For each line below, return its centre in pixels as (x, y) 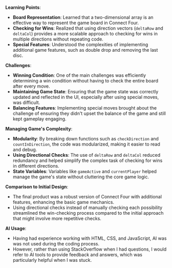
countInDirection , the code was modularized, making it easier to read (86, 144)
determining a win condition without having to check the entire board (85, 81)
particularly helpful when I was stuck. (52, 260)
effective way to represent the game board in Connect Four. (76, 23)
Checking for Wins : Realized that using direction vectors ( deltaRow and (88, 28)
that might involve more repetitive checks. (57, 218)
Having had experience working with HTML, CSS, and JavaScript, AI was (90, 238)
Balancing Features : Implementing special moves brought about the (85, 108)
